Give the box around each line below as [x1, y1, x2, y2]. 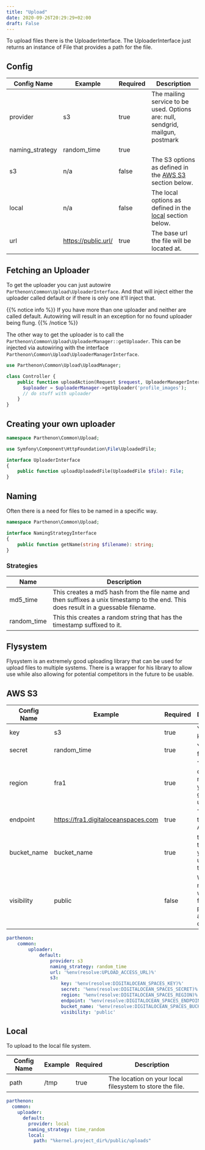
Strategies [6, 562, 38, 570]
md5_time [9, 595, 38, 604]
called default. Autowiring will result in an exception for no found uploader [6, 313, 192, 320]
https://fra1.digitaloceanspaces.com [54, 815, 159, 824]
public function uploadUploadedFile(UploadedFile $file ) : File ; [17, 469, 184, 475]
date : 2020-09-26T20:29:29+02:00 [6, 15, 92, 21]
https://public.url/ [63, 237, 113, 245]
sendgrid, [151, 121, 179, 129]
